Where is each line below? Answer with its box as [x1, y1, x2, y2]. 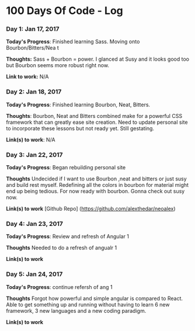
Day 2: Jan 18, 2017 [6, 88, 62, 96]
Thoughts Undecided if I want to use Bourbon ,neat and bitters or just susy [6, 175, 187, 182]
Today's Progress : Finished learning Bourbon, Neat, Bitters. [6, 101, 151, 108]
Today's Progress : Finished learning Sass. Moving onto [6, 38, 140, 45]
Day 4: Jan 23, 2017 [6, 220, 63, 228]
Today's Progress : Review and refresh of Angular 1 [6, 233, 130, 240]
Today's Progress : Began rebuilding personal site [6, 164, 126, 171]
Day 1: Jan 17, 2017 [6, 25, 60, 33]
